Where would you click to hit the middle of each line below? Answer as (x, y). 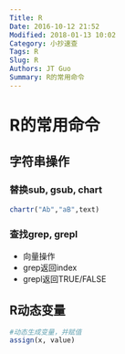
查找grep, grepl (44, 234)
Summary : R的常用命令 (47, 78)
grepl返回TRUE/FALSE (64, 278)
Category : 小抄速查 (44, 43)
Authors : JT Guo (40, 69)
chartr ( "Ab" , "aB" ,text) (55, 209)
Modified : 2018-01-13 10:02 (63, 35)
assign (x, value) (42, 340)
